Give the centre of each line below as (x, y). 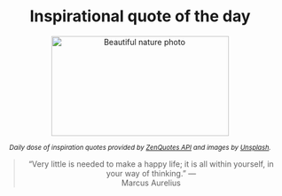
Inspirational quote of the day (140, 16)
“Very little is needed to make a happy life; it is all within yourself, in (151, 164)
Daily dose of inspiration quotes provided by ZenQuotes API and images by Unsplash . (140, 147)
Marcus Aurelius (151, 183)
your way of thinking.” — (151, 173)
